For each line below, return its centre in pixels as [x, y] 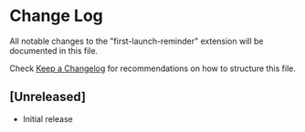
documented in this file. [54, 50]
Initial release [47, 118]
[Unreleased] [48, 97]
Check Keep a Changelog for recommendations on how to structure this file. [153, 68]
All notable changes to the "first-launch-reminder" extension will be [137, 41]
